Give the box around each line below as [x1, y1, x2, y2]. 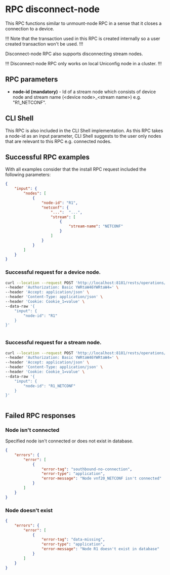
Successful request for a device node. [5, 269, 101, 276]
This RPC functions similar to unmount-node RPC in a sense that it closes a [5, 20, 162, 26]
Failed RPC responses [5, 411, 76, 420]
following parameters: [5, 172, 51, 178]
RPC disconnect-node [5, 4, 100, 15]
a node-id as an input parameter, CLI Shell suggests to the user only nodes [5, 133, 161, 139]
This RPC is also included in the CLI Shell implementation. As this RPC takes [5, 128, 163, 134]
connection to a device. [5, 25, 55, 31]
